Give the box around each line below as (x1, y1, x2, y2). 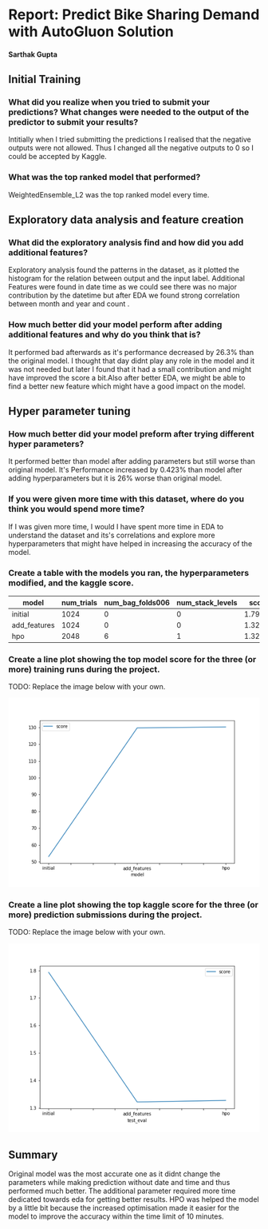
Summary (8, 1147, 58, 1161)
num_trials (61, 597, 98, 607)
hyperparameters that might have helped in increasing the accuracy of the (8, 538, 253, 549)
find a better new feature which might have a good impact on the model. (8, 381, 246, 391)
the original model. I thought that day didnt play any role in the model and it (8, 356, 255, 365)
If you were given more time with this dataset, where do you (8, 493, 245, 505)
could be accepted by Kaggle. (8, 152, 108, 162)
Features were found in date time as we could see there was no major (8, 282, 238, 292)
